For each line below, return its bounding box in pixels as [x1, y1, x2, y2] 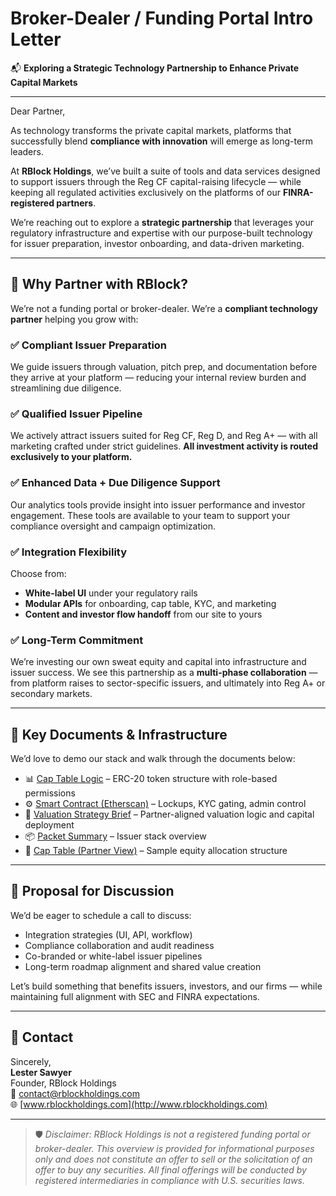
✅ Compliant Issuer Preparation [10, 338, 168, 352]
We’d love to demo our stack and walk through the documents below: [10, 753, 296, 765]
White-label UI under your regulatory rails [24, 587, 198, 599]
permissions [24, 787, 76, 799]
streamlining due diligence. [10, 382, 122, 394]
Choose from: [10, 567, 67, 579]
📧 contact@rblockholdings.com [10, 1087, 140, 1099]
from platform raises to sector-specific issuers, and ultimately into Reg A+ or [10, 677, 326, 689]
